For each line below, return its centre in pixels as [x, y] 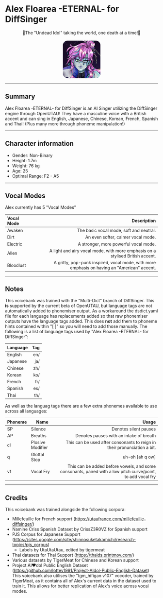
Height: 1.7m [24, 160]
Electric [15, 244]
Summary [20, 96]
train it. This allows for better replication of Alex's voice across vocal [80, 586]
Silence [38, 429]
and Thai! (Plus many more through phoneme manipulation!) [65, 124]
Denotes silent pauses [134, 429]
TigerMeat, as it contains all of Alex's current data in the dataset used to [84, 581]
